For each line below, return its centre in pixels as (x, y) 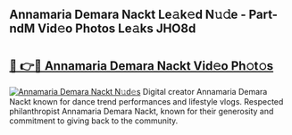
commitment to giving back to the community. (94, 121)
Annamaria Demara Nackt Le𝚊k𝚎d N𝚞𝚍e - (128, 15)
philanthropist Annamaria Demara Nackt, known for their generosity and (142, 111)
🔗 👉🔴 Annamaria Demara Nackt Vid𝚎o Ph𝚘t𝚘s (142, 66)
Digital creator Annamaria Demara (205, 92)
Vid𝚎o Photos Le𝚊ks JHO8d (117, 29)
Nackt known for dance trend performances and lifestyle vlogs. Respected (146, 101)
